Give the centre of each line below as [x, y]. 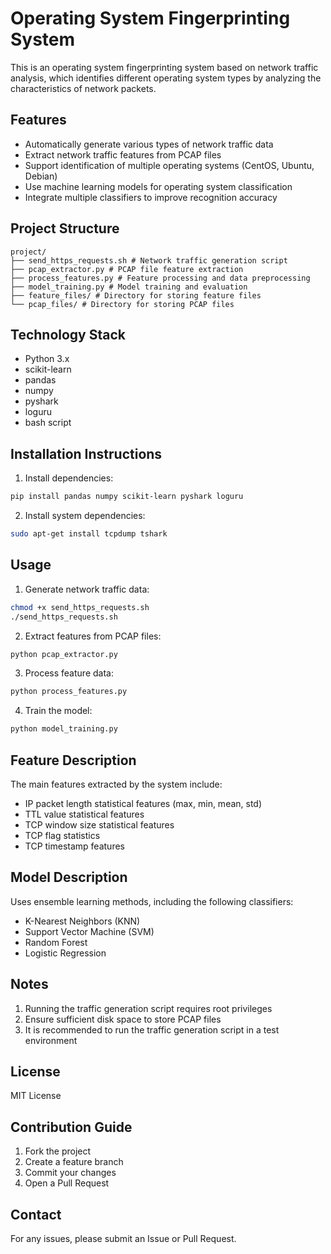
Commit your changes [70, 1173]
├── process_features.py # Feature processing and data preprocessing [160, 278]
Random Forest [56, 942]
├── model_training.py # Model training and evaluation [129, 287]
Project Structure [65, 228]
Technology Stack [68, 334]
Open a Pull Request [67, 1183]
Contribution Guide [71, 1127]
